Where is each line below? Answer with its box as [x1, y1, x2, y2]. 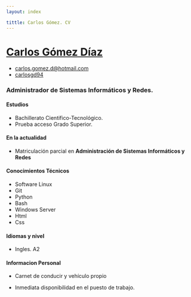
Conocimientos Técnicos [6, 168, 70, 175]
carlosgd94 [14, 71, 44, 78]
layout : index [6, 8, 42, 15]
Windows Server [14, 206, 56, 213]
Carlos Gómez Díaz [6, 45, 103, 58]
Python [14, 193, 33, 200]
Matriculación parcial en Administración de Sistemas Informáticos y [14, 147, 185, 154]
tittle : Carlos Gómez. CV [6, 19, 70, 26]
